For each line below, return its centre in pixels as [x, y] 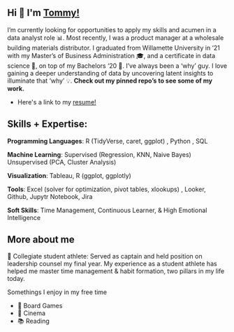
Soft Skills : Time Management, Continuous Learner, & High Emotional [107, 210]
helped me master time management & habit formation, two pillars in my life [116, 271]
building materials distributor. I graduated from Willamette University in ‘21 [114, 48]
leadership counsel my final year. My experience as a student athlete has [112, 264]
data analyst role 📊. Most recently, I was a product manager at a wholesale [116, 37]
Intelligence [24, 217]
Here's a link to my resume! [57, 102]
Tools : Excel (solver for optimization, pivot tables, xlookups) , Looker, [107, 189]
